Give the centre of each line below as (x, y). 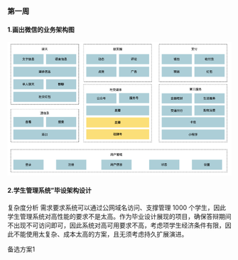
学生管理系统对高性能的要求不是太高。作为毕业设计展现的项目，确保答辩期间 (119, 216)
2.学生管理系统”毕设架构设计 (49, 191)
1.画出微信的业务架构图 (41, 29)
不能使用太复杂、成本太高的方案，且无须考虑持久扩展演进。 (101, 234)
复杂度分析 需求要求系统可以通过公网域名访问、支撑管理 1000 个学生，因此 (117, 208)
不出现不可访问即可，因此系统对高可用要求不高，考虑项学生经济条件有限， (116, 225)
